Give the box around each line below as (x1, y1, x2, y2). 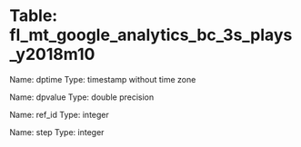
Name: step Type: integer (9, 126, 105, 137)
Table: (9, 5, 58, 26)
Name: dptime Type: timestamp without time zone (9, 73, 196, 84)
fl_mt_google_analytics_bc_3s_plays (9, 24, 293, 45)
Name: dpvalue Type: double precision (9, 92, 155, 103)
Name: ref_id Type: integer (9, 109, 109, 120)
